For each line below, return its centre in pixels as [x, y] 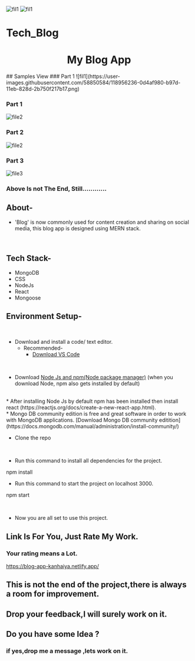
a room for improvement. [53, 594]
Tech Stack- [29, 258]
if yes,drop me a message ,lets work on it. [67, 651]
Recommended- [43, 348]
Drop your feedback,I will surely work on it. [87, 614]
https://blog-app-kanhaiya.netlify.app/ [52, 566]
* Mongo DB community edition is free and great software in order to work [96, 414]
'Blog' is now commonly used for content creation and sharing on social [102, 222]
